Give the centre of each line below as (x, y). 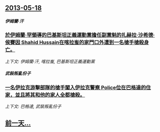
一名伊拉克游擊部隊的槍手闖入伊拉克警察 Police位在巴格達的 (76, 88)
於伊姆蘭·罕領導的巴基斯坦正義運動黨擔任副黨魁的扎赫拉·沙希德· (80, 35)
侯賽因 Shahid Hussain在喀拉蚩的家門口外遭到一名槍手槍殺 (75, 43)
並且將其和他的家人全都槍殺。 (50, 95)
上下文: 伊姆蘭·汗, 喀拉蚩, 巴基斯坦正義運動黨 (50, 61)
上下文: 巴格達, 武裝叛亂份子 (33, 107)
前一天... (18, 123)
